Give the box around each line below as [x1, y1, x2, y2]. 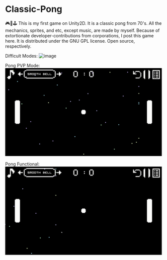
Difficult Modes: [5, 53, 38, 59]
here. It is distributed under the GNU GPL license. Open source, [5, 38, 135, 44]
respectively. [5, 43, 31, 49]
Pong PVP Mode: [5, 62, 40, 68]
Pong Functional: [5, 161, 40, 167]
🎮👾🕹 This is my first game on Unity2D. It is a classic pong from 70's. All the [5, 20, 162, 26]
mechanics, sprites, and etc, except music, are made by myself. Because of [5, 27, 160, 33]
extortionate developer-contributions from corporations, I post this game [5, 32, 154, 38]
